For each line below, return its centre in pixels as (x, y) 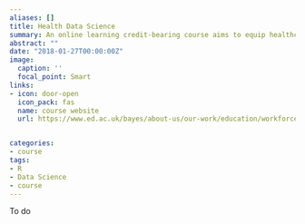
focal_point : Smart (54, 77)
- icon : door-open (44, 93)
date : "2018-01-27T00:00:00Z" (67, 52)
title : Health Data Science (63, 26)
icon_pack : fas (46, 102)
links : (22, 85)
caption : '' (40, 69)
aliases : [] (32, 18)
